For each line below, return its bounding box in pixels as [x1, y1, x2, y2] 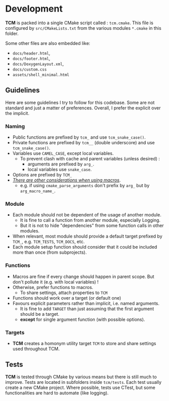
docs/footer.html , [12, 55, 50, 61]
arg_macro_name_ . [20, 188, 56, 194]
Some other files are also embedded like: [5, 40, 91, 46]
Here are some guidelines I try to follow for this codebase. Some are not [5, 99, 155, 105]
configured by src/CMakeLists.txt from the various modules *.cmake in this [5, 25, 161, 31]
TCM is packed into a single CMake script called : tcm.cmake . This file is [5, 20, 154, 26]
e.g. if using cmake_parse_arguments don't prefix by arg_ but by [20, 183, 150, 189]
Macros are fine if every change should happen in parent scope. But [12, 273, 155, 279]
